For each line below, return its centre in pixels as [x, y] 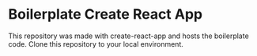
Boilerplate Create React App [106, 14]
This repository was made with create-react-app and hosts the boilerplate [128, 36]
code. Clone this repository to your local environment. [96, 44]
